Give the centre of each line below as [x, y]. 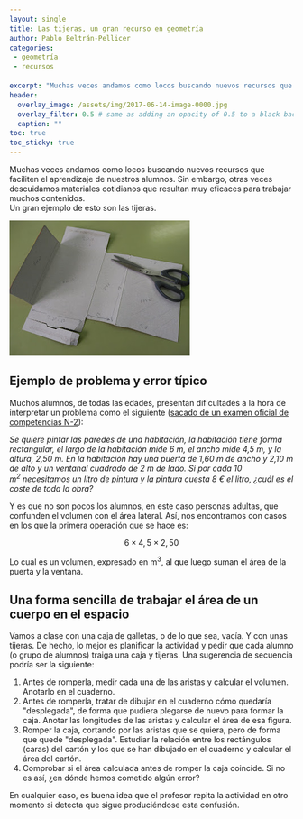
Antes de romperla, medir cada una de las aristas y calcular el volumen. [155, 682]
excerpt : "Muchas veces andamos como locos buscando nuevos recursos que [151, 86]
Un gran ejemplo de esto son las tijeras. [83, 208]
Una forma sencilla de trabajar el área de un [134, 600]
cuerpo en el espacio [69, 614]
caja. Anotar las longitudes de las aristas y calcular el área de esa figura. [157, 720]
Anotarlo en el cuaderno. [69, 691]
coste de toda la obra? [51, 489]
